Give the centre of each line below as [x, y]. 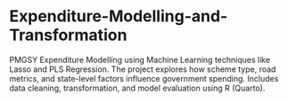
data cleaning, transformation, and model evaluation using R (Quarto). [137, 88]
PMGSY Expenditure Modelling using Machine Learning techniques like [140, 59]
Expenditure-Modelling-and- [119, 16]
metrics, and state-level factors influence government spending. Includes [144, 78]
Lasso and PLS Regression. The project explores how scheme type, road [143, 69]
